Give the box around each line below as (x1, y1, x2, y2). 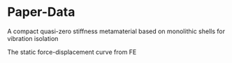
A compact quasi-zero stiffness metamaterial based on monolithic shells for (7, 27, 226, 35)
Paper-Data (7, 4, 75, 20)
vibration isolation (7, 34, 59, 42)
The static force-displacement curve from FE (7, 48, 137, 56)
